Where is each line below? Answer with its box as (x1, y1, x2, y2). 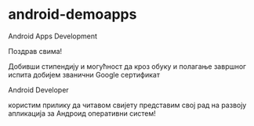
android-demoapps (8, 5, 137, 23)
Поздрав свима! (8, 46, 63, 56)
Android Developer (8, 85, 69, 95)
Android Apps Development (8, 31, 98, 41)
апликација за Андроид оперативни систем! (8, 108, 156, 118)
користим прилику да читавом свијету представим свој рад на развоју (8, 100, 247, 110)
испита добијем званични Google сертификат (8, 70, 161, 79)
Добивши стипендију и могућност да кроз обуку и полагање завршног (8, 61, 247, 71)
